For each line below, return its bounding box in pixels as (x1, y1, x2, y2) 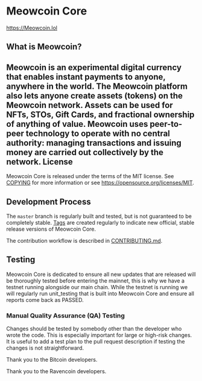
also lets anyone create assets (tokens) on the (6, 91, 183, 101)
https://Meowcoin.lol (6, 24, 57, 31)
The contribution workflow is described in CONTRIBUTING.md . (6, 237, 163, 244)
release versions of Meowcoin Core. (6, 225, 96, 232)
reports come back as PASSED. (6, 296, 84, 303)
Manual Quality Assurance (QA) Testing (6, 311, 125, 319)
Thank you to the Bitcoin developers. (6, 356, 98, 363)
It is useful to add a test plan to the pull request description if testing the (6, 338, 185, 345)
